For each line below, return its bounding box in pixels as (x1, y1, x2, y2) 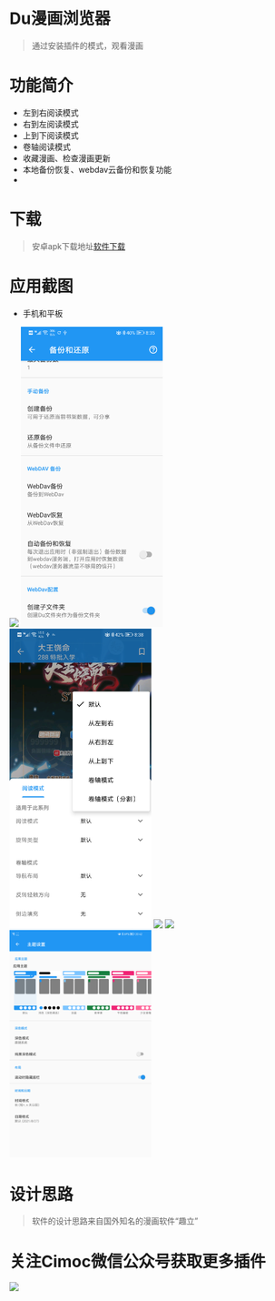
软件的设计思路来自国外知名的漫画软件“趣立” (31, 1215, 199, 1226)
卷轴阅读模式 (22, 141, 71, 152)
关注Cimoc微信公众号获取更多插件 (9, 1251, 266, 1272)
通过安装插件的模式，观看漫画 (31, 40, 143, 51)
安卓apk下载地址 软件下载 (31, 240, 125, 251)
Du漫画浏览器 (9, 8, 111, 29)
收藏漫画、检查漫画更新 (22, 152, 111, 164)
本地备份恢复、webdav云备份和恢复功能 (22, 164, 172, 175)
